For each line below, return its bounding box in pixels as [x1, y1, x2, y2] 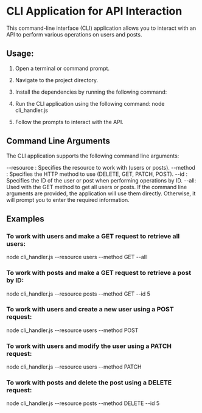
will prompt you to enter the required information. [6, 196, 130, 203]
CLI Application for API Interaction [6, 4, 183, 18]
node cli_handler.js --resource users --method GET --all [6, 254, 147, 261]
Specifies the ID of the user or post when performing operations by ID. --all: [6, 176, 197, 184]
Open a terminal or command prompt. [15, 64, 110, 72]
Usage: [6, 49, 35, 59]
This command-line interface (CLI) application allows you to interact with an [6, 24, 197, 32]
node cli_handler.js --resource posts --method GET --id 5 [6, 290, 151, 297]
